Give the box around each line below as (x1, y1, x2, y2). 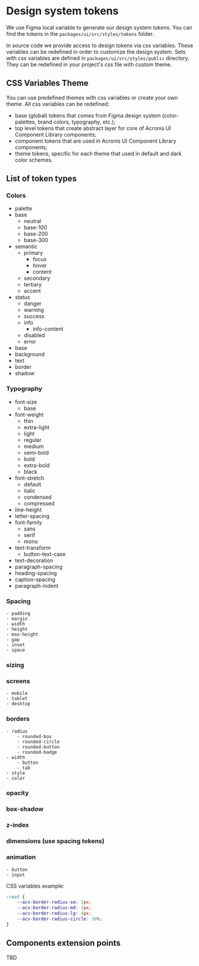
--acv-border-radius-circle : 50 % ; (17, 916, 102, 922)
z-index (6, 821, 29, 829)
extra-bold (23, 461, 50, 469)
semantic (14, 243, 38, 250)
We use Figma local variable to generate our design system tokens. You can (6, 24, 192, 31)
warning (23, 306, 44, 314)
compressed (23, 499, 55, 507)
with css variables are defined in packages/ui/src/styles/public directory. (6, 54, 189, 61)
